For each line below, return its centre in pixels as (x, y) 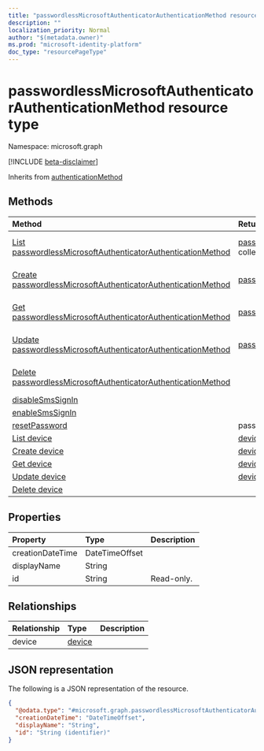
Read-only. (172, 578)
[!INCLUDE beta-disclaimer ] (53, 162)
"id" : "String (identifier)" (63, 732)
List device (32, 438)
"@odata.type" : (40, 711)
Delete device (37, 489)
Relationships (42, 606)
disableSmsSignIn (45, 400)
